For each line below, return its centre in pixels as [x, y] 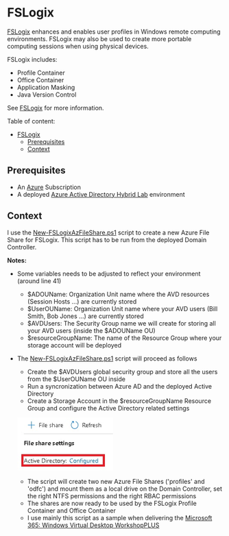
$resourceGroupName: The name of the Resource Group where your [124, 338]
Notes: [17, 260]
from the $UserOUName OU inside [76, 379]
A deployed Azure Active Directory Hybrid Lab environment [101, 194]
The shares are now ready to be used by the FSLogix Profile [112, 503]
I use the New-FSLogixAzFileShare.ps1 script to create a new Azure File [108, 232]
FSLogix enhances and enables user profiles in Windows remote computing [114, 32]
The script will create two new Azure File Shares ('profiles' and [116, 481]
